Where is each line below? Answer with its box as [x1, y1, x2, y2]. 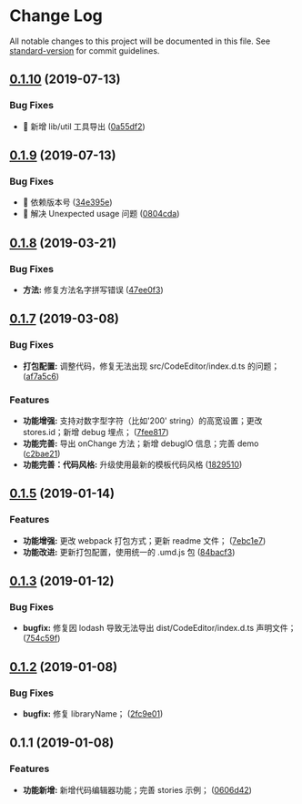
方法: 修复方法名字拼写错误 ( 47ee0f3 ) [22, 284, 164, 295]
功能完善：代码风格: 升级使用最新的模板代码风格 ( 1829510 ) [22, 459, 243, 470]
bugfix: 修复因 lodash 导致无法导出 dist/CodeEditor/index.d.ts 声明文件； [22, 623, 297, 634]
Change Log [9, 5, 103, 26]
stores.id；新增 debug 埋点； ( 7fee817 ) [22, 426, 170, 437]
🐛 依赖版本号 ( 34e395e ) [22, 197, 113, 208]
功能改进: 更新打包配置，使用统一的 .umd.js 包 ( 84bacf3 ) [22, 546, 236, 557]
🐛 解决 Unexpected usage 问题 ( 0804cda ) [22, 209, 180, 219]
